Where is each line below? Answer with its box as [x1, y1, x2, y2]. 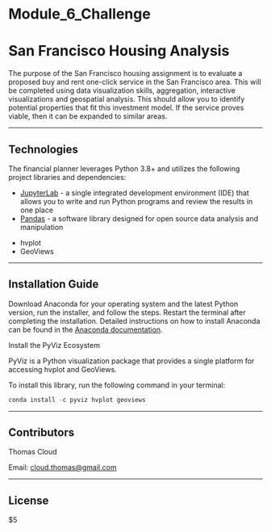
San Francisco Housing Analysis [8, 42, 230, 61]
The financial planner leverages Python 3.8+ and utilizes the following [8, 163, 240, 174]
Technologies [8, 142, 79, 156]
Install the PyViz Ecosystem [8, 340, 101, 350]
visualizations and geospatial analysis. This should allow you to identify [8, 94, 245, 104]
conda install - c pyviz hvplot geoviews [8, 396, 147, 404]
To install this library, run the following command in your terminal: [8, 380, 226, 390]
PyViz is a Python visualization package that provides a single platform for [8, 356, 255, 366]
